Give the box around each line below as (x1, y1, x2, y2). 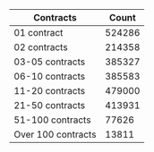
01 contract (13, 27, 64, 38)
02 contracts (13, 41, 69, 53)
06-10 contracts (13, 71, 86, 82)
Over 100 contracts (13, 129, 97, 140)
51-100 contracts (13, 114, 91, 126)
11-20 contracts (13, 85, 86, 97)
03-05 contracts (13, 55, 86, 68)
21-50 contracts (13, 99, 86, 111)
